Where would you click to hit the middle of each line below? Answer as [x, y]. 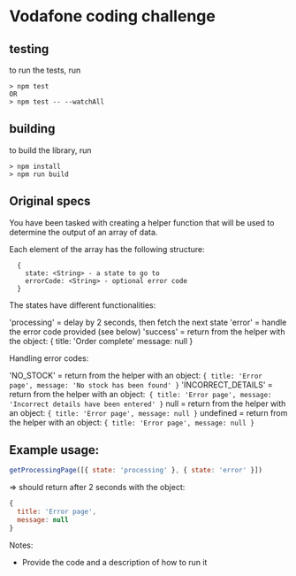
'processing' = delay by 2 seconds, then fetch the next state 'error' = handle [148, 322]
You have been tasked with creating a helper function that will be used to [142, 222]
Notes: [21, 545]
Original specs [50, 201]
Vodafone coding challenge [113, 16]
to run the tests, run [45, 70]
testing [29, 49]
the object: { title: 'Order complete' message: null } [101, 341]
